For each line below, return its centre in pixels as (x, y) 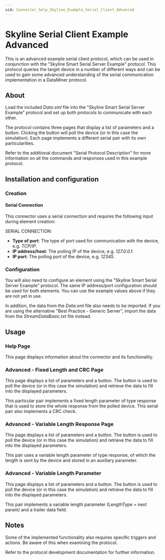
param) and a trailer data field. (36, 509)
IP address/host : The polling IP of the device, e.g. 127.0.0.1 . (73, 251)
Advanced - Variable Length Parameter (53, 474)
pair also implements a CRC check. (41, 411)
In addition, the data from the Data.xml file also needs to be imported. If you (83, 306)
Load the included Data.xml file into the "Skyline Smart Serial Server (75, 107)
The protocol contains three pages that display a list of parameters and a (80, 128)
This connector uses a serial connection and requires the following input (79, 216)
